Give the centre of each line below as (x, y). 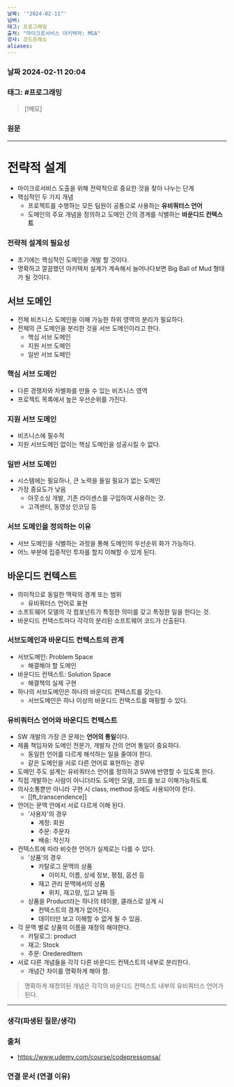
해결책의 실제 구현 (52, 683)
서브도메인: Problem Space (55, 656)
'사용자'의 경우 (47, 814)
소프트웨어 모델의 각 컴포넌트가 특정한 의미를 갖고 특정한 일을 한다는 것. (114, 612)
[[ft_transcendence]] (57, 797)
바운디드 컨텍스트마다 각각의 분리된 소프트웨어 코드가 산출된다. (102, 620)
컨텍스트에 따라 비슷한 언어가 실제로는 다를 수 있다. (86, 849)
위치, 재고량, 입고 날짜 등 (82, 893)
